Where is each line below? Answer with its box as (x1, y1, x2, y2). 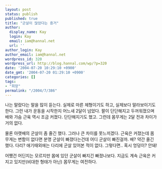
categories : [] (5, 75, 36, 79)
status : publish (5, 12, 38, 16)
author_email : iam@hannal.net (5, 52, 66, 57)
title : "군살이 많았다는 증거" (5, 20, 59, 26)
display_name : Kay (9, 30, 47, 34)
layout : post (5, 7, 31, 12)
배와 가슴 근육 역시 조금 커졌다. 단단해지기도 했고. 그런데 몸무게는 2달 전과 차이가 (5, 114, 157, 120)
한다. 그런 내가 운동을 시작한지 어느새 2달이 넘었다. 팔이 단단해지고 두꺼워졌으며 (5, 108, 155, 114)
